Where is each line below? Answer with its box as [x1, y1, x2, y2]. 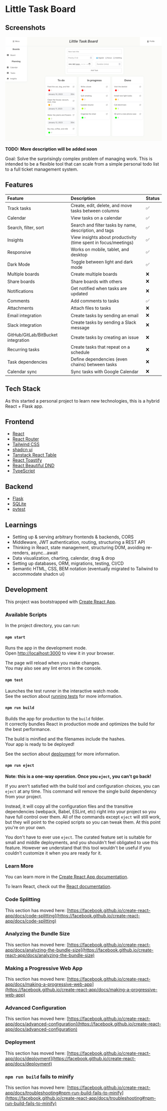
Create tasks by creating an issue [71, 334, 139, 340]
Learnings [5, 520, 37, 529]
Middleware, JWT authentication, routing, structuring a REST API [12, 539, 145, 545]
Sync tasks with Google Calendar [71, 368, 139, 375]
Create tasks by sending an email [71, 312, 139, 318]
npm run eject [5, 763, 35, 768]
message [71, 325, 89, 331]
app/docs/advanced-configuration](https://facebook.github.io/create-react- [5, 1021, 162, 1027]
